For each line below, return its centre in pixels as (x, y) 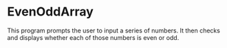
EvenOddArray (51, 12)
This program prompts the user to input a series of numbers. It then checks (113, 30)
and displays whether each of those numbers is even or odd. (93, 37)
